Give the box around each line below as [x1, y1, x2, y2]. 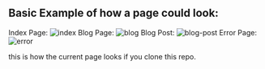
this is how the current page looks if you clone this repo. [8, 51, 196, 61]
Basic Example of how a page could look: [8, 6, 219, 20]
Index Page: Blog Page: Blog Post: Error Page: [8, 27, 258, 37]
